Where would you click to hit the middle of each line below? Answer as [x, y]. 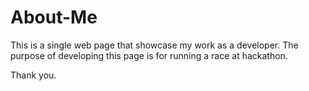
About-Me [54, 17]
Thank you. [33, 75]
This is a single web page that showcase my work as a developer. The [154, 45]
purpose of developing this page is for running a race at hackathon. [149, 55]
